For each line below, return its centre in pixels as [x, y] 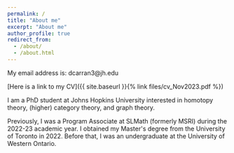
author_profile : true [39, 33]
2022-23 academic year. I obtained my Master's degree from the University [116, 128]
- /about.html [34, 53]
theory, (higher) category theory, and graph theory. [81, 107]
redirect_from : [29, 40]
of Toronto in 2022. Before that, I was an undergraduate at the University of [116, 136]
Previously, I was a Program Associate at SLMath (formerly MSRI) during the [117, 121]
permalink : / [26, 14]
